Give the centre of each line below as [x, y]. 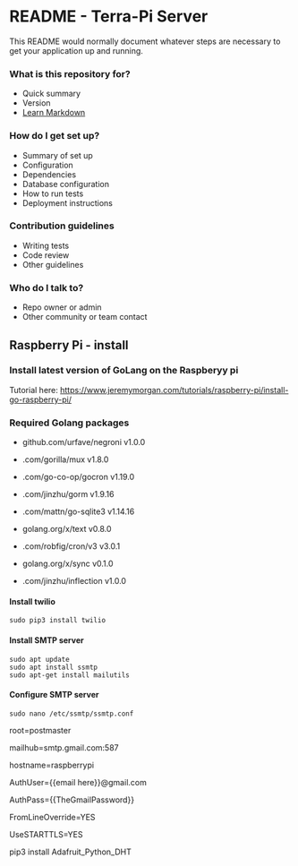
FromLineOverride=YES [52, 817]
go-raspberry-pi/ [40, 399]
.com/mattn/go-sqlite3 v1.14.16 [78, 511]
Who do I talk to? [47, 287]
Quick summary [51, 94]
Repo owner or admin [62, 307]
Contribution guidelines [62, 226]
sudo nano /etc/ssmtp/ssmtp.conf [72, 714]
